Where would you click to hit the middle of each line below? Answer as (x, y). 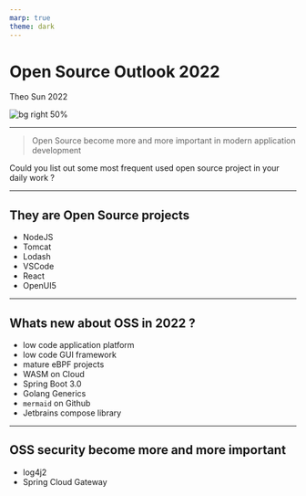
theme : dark (32, 26)
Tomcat (37, 247)
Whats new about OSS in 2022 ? (102, 323)
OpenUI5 (39, 286)
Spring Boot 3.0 (52, 384)
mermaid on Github (56, 404)
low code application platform (78, 345)
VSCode (38, 267)
